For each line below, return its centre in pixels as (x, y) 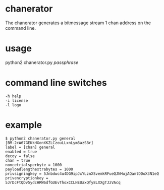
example (24, 125)
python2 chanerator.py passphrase (42, 62)
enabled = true (21, 152)
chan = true (18, 160)
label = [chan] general (30, 147)
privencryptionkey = (27, 178)
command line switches (56, 83)
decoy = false (20, 156)
